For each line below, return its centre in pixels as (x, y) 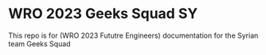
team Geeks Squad (39, 43)
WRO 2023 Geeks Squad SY (103, 14)
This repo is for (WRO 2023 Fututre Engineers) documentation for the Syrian (133, 35)
